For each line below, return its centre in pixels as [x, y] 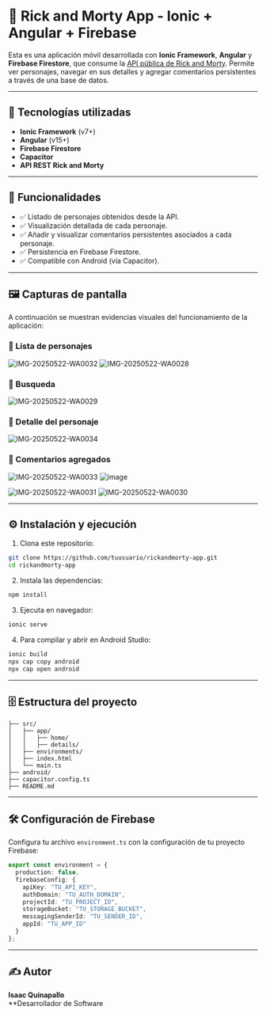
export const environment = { [58, 865]
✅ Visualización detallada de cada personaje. [93, 226]
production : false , [47, 872]
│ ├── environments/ [46, 752]
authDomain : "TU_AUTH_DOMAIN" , [74, 894]
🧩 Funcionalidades [55, 197]
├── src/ [23, 724]
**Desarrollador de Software [56, 1003]
